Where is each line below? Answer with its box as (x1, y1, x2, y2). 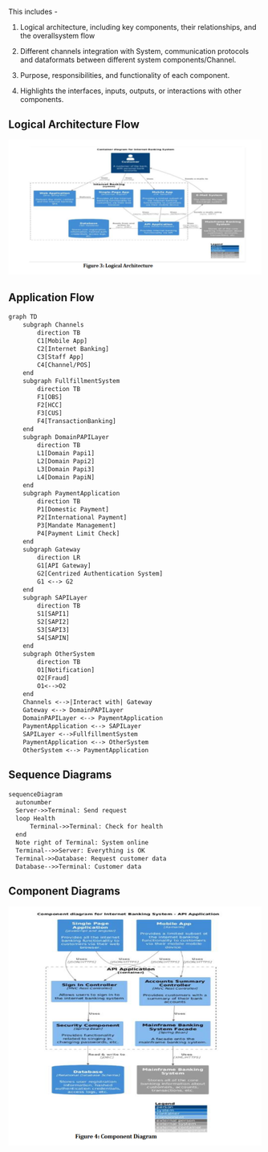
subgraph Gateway (22, 545, 81, 553)
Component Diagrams (8, 885, 120, 898)
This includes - (8, 7, 58, 16)
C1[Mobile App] (37, 336, 88, 344)
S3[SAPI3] (37, 625, 70, 633)
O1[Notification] (37, 666, 95, 674)
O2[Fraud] (37, 674, 70, 682)
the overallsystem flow (19, 31, 95, 40)
